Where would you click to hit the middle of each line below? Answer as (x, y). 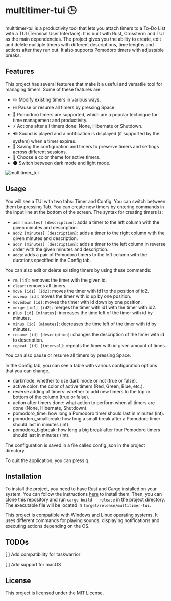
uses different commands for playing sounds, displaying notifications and (82, 520)
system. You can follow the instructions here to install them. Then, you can (84, 494)
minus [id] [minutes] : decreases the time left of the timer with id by (84, 324)
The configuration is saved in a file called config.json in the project (75, 445)
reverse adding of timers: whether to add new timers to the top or (81, 391)
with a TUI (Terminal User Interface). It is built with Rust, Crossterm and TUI (85, 33)
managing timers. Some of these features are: (54, 89)
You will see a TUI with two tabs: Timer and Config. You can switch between (86, 201)
